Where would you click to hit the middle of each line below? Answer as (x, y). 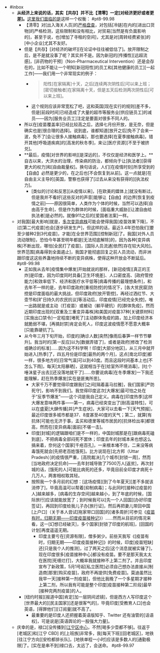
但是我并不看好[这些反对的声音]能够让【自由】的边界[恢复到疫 (93, 197)
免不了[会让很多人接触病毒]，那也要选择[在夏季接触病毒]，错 (93, 136)
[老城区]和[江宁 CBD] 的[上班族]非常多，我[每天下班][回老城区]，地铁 (85, 633)
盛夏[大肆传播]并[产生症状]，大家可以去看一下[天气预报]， (97, 409)
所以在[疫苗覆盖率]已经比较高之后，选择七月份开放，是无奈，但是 (89, 124)
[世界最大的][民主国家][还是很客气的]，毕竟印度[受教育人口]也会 (87, 603)
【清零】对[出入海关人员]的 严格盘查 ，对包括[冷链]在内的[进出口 (87, 25)
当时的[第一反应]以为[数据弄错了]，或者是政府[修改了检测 (95, 342)
